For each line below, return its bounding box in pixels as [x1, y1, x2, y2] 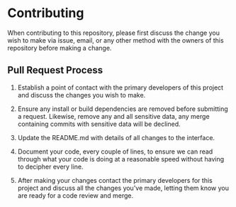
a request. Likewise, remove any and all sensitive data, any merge [17, 112, 210, 120]
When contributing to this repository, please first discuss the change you [7, 28, 220, 37]
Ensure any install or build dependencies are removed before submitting [17, 105, 228, 113]
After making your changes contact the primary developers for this [17, 176, 213, 184]
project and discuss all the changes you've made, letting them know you [17, 184, 229, 192]
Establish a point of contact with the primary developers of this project [17, 83, 224, 92]
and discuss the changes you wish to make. [17, 90, 146, 99]
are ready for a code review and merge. [17, 191, 134, 200]
